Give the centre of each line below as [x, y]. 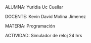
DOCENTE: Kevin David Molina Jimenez [45, 16]
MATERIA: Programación [30, 26]
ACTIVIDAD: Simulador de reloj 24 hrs [44, 35]
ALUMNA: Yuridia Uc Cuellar [34, 7]
